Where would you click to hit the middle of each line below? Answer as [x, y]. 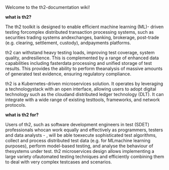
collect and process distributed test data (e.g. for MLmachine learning [78, 141]
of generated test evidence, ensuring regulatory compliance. [68, 74]
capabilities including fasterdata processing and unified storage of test [79, 63]
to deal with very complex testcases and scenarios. [59, 162]
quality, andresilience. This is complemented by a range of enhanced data [82, 58]
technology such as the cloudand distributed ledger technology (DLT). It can [84, 94]
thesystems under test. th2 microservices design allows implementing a [80, 151]
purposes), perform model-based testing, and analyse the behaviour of [79, 146]
